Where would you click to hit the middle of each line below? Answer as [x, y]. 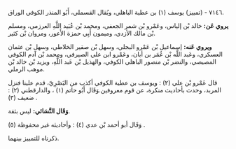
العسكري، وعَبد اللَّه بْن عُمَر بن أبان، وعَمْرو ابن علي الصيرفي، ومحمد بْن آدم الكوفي [116, 54]
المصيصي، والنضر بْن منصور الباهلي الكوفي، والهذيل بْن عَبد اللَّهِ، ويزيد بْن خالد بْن [112, 62]
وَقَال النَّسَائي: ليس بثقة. [39, 111]
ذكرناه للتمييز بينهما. [34, 138]
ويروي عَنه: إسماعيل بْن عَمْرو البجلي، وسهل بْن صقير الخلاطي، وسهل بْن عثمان [110, 47]
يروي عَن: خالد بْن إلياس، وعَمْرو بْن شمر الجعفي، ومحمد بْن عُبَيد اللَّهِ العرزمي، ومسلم [118, 26]
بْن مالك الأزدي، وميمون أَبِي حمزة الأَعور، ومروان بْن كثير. [82, 33]
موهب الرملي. [26, 69]
